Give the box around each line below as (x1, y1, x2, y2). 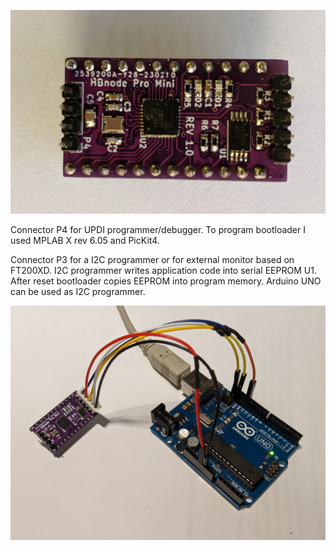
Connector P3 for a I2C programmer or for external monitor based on (10, 253, 295, 265)
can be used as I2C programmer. (10, 285, 146, 297)
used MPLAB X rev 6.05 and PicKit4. (10, 234, 160, 246)
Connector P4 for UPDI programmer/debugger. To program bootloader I (10, 223, 306, 235)
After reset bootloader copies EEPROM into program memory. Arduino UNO (10, 275, 322, 287)
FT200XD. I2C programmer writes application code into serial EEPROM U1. (10, 264, 317, 276)
